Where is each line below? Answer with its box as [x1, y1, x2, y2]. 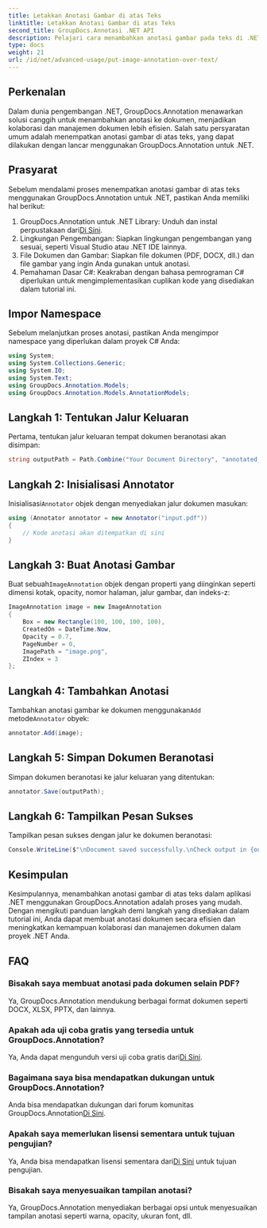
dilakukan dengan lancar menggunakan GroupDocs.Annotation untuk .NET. [8, 140, 254, 149]
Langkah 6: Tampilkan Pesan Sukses [8, 809, 194, 823]
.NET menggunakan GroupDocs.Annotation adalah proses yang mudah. [8, 898, 242, 907]
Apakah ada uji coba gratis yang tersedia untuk [8, 1024, 195, 1035]
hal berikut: [8, 201, 45, 210]
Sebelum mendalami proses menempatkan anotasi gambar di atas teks [8, 184, 241, 194]
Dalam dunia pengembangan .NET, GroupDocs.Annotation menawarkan [8, 106, 244, 116]
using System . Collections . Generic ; [8, 359, 126, 368]
